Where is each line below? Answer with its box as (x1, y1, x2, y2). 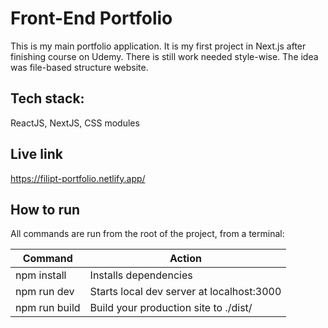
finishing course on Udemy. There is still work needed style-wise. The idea (10, 50, 319, 62)
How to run (10, 201, 81, 218)
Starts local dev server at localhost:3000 (89, 285, 282, 299)
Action (169, 252, 202, 266)
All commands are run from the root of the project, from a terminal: (10, 228, 285, 240)
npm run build (15, 301, 81, 315)
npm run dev (15, 285, 75, 299)
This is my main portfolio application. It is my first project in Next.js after (10, 40, 307, 52)
